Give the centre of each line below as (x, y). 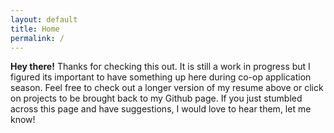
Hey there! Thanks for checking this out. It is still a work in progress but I (160, 67)
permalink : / (37, 38)
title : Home (35, 29)
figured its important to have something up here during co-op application (161, 77)
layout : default (44, 19)
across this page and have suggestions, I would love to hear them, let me (161, 109)
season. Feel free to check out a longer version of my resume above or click (167, 88)
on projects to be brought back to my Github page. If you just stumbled (156, 98)
